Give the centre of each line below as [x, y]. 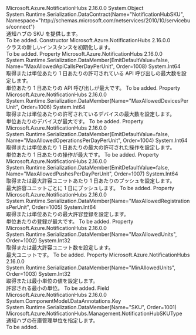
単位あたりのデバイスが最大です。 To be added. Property [75, 121]
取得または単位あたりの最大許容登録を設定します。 [67, 214]
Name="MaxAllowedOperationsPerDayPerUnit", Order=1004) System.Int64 [97, 140]
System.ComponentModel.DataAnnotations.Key [64, 301]
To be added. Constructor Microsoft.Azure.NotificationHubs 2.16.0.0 [88, 40]
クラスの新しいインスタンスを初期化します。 [60, 47]
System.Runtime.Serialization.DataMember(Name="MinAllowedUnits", [91, 268]
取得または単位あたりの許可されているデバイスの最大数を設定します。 [90, 114]
